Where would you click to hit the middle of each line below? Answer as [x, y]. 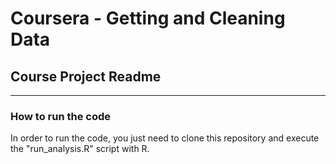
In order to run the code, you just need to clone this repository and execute [165, 138]
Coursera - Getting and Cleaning [148, 18]
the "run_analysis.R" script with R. [80, 149]
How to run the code [61, 116]
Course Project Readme [86, 76]
